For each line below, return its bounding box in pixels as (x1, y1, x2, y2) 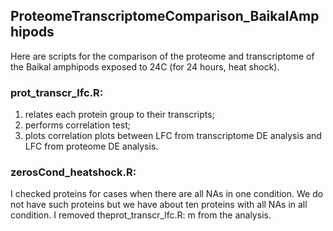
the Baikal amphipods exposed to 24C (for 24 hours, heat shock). (10, 60, 280, 73)
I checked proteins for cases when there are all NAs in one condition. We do (10, 188, 324, 200)
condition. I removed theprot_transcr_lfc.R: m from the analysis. (10, 209, 272, 221)
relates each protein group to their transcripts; (24, 109, 215, 121)
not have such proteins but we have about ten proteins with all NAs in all (10, 199, 308, 211)
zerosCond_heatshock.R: (10, 165, 137, 179)
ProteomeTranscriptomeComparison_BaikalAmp (10, 8, 320, 25)
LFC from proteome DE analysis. (24, 140, 159, 153)
